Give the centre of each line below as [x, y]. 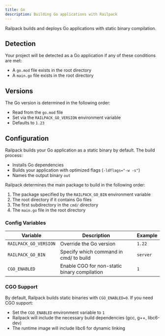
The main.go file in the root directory [49, 210]
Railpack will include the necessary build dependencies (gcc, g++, [80, 317]
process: [14, 155]
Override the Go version [88, 244]
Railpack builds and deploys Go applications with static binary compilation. [81, 28]
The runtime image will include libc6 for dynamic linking [69, 328]
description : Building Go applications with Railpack [61, 14]
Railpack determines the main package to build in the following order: [75, 184]
